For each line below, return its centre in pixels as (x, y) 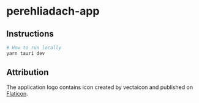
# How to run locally (34, 48)
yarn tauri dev (26, 53)
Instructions (30, 34)
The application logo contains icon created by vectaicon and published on (100, 87)
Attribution (28, 72)
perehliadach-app (53, 11)
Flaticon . (17, 93)
